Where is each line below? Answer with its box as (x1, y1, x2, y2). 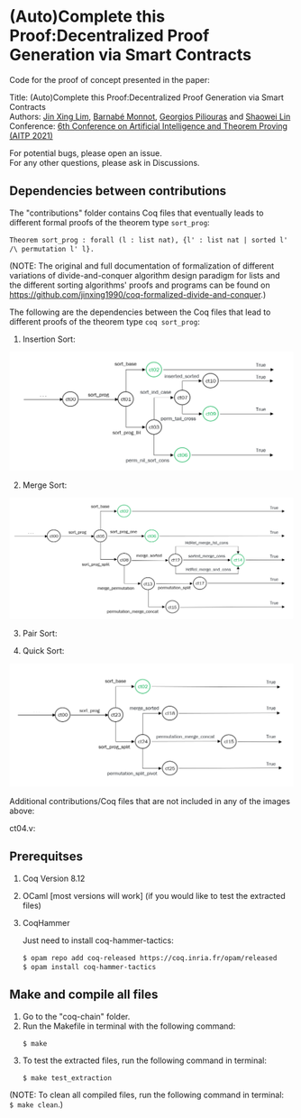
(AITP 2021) (9, 130, 54, 141)
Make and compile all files (9, 987, 159, 1003)
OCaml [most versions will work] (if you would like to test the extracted (22, 890, 286, 901)
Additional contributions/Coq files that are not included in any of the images (9, 795, 291, 806)
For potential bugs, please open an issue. (9, 147, 162, 159)
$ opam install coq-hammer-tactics (22, 962, 157, 971)
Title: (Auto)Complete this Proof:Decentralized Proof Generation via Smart (9, 92, 284, 103)
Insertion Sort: (22, 334, 76, 344)
